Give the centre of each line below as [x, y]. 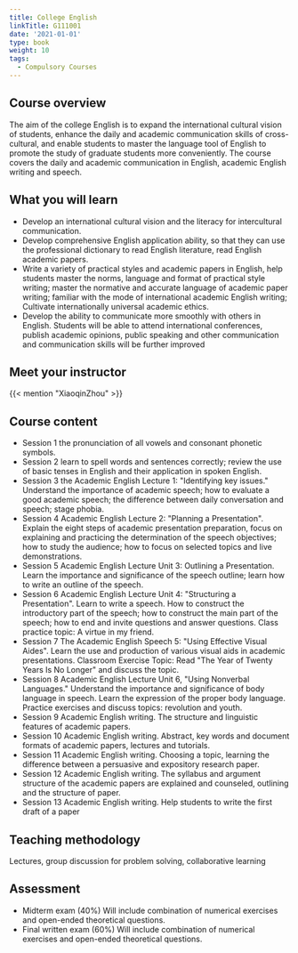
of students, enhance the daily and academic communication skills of [136, 133]
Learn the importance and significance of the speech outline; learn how [153, 576]
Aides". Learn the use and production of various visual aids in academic [154, 651]
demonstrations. [52, 556]
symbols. [39, 452]
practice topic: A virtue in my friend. [88, 632]
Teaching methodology [75, 840]
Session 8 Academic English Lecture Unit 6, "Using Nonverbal [136, 679]
